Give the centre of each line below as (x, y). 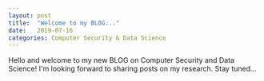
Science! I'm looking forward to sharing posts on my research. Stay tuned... (133, 69)
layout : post (30, 15)
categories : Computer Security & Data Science (87, 38)
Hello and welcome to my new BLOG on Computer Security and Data (121, 60)
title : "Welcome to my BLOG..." (64, 23)
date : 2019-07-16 (41, 30)
